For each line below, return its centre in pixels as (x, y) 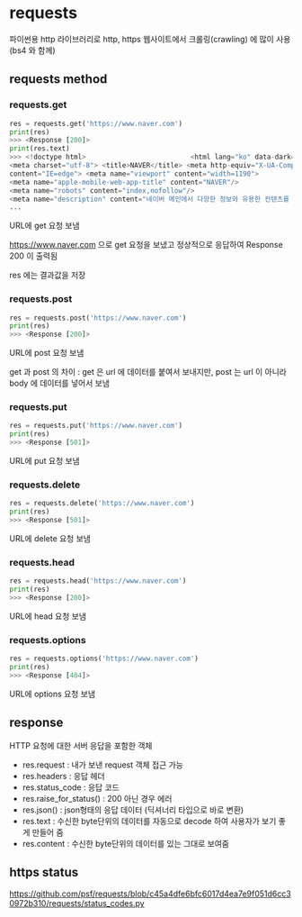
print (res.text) (40, 149)
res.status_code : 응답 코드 (71, 787)
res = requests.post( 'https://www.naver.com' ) (98, 318)
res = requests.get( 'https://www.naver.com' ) (96, 123)
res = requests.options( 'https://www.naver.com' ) (104, 659)
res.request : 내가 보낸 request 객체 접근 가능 (103, 765)
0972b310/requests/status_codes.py (77, 903)
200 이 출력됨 (34, 256)
